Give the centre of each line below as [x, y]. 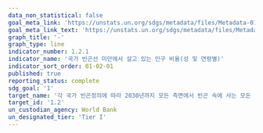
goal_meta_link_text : [43, 30]
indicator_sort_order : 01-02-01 [61, 66]
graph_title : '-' [36, 37]
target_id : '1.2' [36, 102]
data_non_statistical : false [56, 15]
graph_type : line [36, 45]
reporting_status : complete [54, 81]
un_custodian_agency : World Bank [63, 110]
